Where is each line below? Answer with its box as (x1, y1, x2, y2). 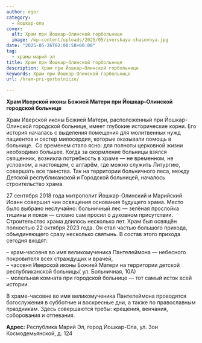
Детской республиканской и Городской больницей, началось (6, 174, 166, 181)
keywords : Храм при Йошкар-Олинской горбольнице (6, 71, 131, 77)
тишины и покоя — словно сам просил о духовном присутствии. (6, 211, 174, 219)
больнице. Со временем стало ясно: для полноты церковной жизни (6, 142, 183, 149)
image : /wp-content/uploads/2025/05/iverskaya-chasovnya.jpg (11, 37, 169, 43)
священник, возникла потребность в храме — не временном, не (6, 155, 174, 162)
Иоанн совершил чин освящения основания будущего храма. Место (6, 199, 184, 206)
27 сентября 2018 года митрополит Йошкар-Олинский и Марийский (6, 192, 183, 199)
